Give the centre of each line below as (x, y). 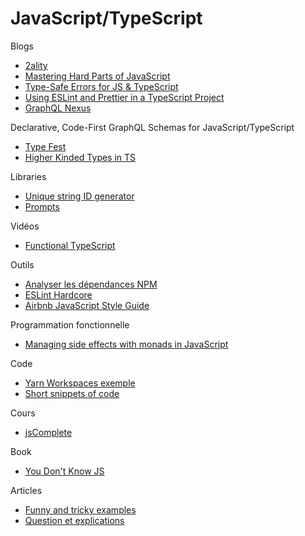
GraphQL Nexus (58, 108)
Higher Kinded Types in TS (80, 157)
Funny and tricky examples (80, 509)
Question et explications (74, 520)
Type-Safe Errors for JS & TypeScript (101, 86)
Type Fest (45, 146)
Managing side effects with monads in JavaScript (126, 344)
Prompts (42, 206)
